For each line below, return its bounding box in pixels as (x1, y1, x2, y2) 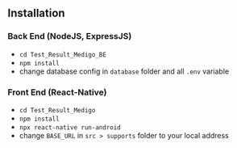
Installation (7, 6, 65, 20)
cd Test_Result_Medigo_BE (19, 50, 106, 59)
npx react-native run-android (19, 123, 122, 132)
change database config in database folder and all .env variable (19, 66, 230, 76)
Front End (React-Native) (7, 87, 107, 98)
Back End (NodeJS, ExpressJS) (7, 31, 132, 42)
